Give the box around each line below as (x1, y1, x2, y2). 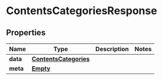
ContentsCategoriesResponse (6, 4, 158, 18)
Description (95, 45, 129, 53)
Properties (6, 28, 46, 38)
